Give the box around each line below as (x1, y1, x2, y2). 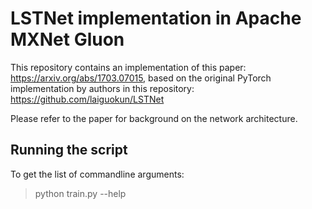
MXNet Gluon (10, 28, 125, 51)
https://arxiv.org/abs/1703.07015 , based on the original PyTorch (10, 72, 272, 84)
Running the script (10, 142, 128, 159)
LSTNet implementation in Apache (10, 7, 302, 30)
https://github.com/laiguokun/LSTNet (10, 93, 165, 105)
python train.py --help (34, 187, 127, 199)
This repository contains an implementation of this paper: (10, 61, 247, 73)
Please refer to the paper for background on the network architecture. (10, 112, 298, 124)
